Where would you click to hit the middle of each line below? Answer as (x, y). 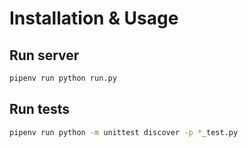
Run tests (39, 109)
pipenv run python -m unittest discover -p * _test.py (124, 132)
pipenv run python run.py (63, 78)
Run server (44, 55)
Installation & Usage (94, 18)
